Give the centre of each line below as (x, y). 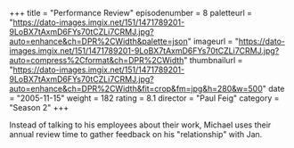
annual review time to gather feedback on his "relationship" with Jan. (136, 134)
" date (274, 89)
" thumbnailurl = (213, 60)
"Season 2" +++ (39, 107)
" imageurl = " (213, 41)
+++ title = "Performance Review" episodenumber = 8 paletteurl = (131, 13)
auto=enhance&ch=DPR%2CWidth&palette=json (99, 41)
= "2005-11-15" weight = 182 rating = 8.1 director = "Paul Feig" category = (144, 98)
